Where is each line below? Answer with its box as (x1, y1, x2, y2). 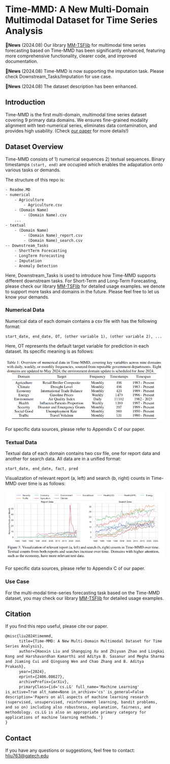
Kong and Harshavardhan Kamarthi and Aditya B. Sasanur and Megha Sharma (5, 654, 165, 659)
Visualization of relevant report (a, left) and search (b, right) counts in (5, 475, 150, 481)
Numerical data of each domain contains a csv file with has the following (5, 318, 157, 324)
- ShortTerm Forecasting (14, 248, 67, 253)
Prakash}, (5, 664, 26, 669)
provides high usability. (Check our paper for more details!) (5, 128, 129, 134)
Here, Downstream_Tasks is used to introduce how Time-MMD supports (5, 272, 156, 278)
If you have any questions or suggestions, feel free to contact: (5, 747, 135, 753)
